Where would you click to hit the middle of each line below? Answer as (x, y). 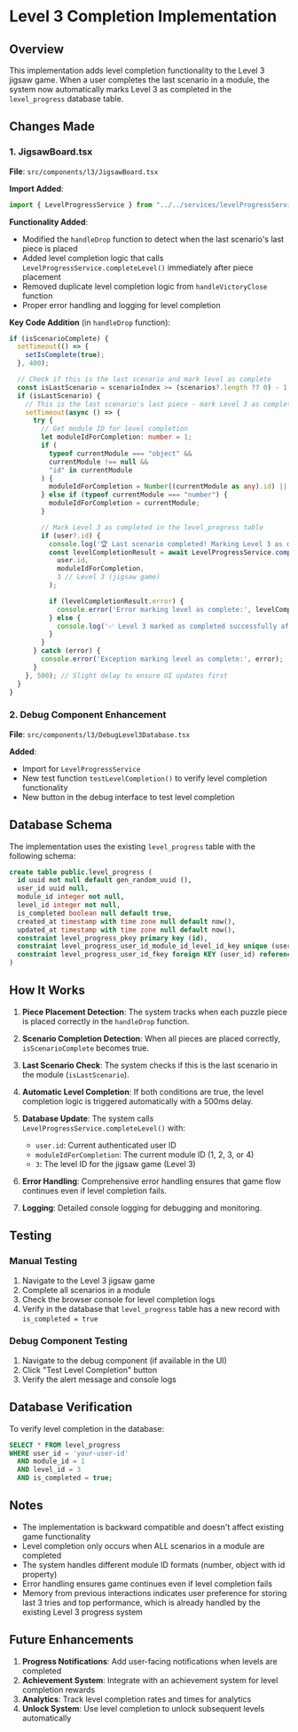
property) (39, 1574)
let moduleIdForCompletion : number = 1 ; (117, 437)
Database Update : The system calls (88, 1118)
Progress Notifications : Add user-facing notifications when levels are (149, 1661)
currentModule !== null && (98, 462)
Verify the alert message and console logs (99, 1379)
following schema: (43, 855)
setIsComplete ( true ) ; (65, 355)
